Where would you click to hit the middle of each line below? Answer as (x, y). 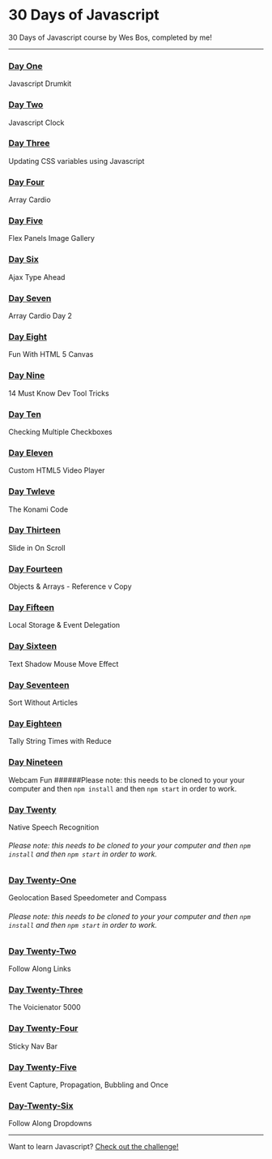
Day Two (26, 105)
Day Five (26, 221)
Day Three (29, 144)
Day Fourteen (36, 569)
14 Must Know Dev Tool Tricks (59, 393)
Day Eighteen (35, 723)
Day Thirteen (34, 530)
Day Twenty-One (42, 880)
